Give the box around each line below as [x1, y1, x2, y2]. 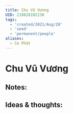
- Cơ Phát [10, 41, 31, 46]
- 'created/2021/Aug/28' [10, 21, 63, 27]
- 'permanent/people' [10, 31, 56, 36]
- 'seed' [10, 27, 29, 32]
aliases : [5, 36, 24, 41]
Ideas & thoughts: [5, 100, 63, 109]
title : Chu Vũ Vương [5, 7, 50, 13]
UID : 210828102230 [5, 12, 44, 17]
